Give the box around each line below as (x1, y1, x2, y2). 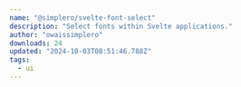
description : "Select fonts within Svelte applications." (9, 22, 233, 31)
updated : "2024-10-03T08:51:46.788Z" (9, 47, 152, 56)
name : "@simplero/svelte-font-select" (9, 13, 156, 23)
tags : (9, 55, 30, 64)
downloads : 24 (9, 38, 63, 48)
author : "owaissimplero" (9, 30, 103, 39)
